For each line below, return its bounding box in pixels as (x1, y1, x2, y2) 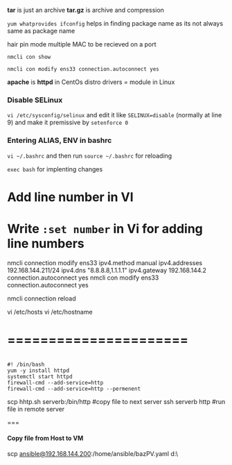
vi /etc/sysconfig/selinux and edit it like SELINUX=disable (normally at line (7, 111, 222, 119)
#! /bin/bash (7, 361, 45, 368)
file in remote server (7, 405, 65, 413)
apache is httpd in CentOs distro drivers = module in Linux (7, 78, 175, 86)
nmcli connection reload (7, 294, 76, 303)
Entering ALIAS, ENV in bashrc (7, 135, 112, 145)
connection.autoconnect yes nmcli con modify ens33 (7, 273, 159, 282)
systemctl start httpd (7, 373, 73, 380)
